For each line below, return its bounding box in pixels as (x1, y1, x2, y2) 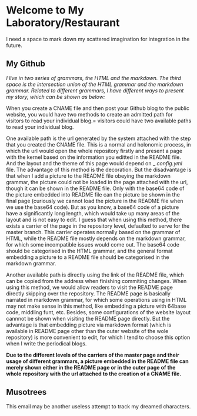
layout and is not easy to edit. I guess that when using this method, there (6, 216, 182, 223)
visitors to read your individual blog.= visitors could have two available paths (6, 117, 192, 124)
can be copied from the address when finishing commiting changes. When (6, 277, 187, 284)
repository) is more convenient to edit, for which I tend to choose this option (6, 334, 191, 341)
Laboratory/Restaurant (6, 16, 120, 29)
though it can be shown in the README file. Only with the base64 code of (6, 185, 185, 192)
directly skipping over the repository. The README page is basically (6, 289, 171, 297)
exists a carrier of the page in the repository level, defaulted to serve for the (6, 222, 190, 229)
